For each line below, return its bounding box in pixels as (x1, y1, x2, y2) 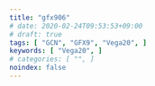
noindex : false (9, 64, 67, 73)
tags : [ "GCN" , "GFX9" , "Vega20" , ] (9, 38, 147, 47)
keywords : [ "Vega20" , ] (9, 47, 103, 56)
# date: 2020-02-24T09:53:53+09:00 (9, 21, 143, 30)
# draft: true (9, 30, 63, 39)
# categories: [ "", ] (9, 55, 95, 64)
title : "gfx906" (9, 13, 70, 22)
